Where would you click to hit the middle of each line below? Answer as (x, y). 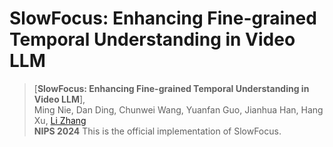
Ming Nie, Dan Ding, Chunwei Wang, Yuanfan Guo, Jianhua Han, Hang (178, 109)
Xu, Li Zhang (60, 120)
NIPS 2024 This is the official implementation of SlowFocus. (157, 131)
